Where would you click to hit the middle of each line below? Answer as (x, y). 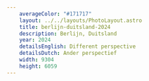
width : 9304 (37, 60)
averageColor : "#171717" (56, 14)
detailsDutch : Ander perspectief (68, 54)
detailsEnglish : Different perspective (78, 46)
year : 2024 (35, 40)
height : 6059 (38, 66)
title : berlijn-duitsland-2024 (65, 27)
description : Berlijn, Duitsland (68, 33)
